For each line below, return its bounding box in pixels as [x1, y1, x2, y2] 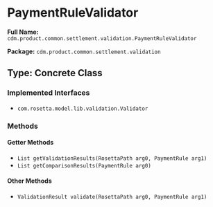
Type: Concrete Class [7, 67, 103, 79]
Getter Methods [7, 138, 54, 147]
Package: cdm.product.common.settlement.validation [7, 47, 161, 55]
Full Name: [7, 28, 39, 36]
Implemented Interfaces [7, 88, 90, 98]
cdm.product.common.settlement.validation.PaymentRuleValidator [7, 35, 197, 42]
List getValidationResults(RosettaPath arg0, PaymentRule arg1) [17, 154, 207, 162]
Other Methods [7, 177, 52, 185]
